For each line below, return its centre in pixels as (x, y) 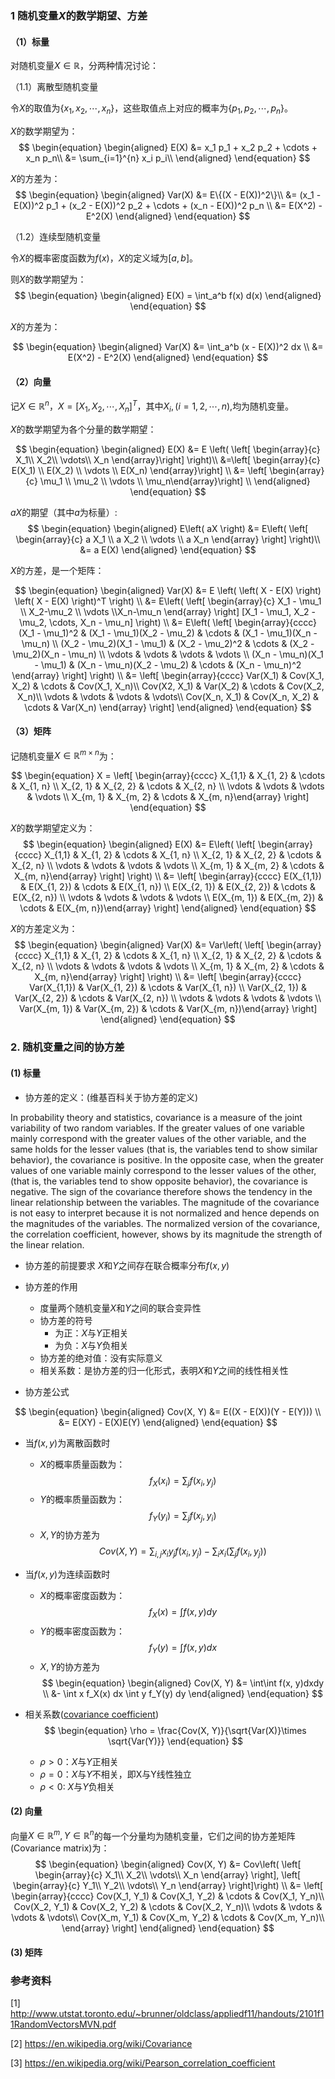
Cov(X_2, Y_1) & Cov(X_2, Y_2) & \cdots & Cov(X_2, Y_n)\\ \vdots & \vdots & (168, 1907)
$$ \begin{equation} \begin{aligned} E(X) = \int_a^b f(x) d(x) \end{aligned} (168, 295)
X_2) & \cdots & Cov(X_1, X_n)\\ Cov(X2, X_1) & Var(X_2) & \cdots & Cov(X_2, (168, 686)
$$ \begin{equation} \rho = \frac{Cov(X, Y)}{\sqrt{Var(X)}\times (175, 1730)
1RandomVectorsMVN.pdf (63, 2024)
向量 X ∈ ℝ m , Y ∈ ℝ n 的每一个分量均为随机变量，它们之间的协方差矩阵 (153, 1835)
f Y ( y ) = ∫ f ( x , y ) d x (183, 1648)
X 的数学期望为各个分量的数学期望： (83, 429)
